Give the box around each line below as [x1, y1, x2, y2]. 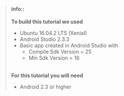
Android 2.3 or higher [19, 83, 71, 91]
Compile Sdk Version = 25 [28, 48, 92, 56]
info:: [11, 5, 25, 12]
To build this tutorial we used [11, 18, 83, 25]
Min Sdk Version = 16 [28, 54, 80, 61]
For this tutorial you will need [11, 72, 83, 79]
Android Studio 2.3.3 [19, 36, 70, 43]
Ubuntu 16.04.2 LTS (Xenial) [19, 30, 87, 37]
